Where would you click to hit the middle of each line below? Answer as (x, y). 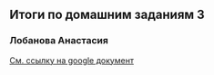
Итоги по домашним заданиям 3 (107, 15)
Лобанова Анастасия (59, 41)
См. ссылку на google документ (72, 60)
